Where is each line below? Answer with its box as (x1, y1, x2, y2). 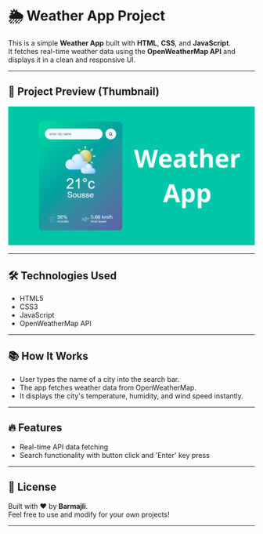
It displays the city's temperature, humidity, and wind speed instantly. (19, 391, 244, 401)
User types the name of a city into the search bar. (19, 374, 180, 383)
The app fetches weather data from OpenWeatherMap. (19, 383, 197, 392)
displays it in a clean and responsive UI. (8, 55, 136, 64)
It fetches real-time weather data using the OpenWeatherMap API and (8, 46, 236, 56)
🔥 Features (8, 421, 63, 434)
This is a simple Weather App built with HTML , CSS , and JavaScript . (8, 38, 231, 48)
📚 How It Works (8, 350, 88, 363)
